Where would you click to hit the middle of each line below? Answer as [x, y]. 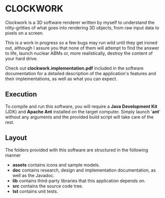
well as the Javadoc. [33, 175]
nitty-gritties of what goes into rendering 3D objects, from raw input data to [82, 27]
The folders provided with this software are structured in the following [77, 150]
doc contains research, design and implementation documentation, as [84, 170]
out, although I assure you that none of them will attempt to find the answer [82, 48]
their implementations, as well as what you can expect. [61, 79]
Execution [21, 94]
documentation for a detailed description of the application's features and [81, 73]
